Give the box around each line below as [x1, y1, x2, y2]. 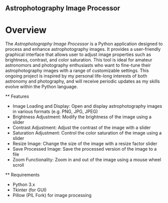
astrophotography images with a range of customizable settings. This [5, 67, 149, 74]
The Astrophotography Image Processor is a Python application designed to [5, 41, 163, 47]
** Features [5, 93, 29, 100]
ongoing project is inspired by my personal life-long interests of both [5, 73, 147, 79]
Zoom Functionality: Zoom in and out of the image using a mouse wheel [12, 157, 161, 163]
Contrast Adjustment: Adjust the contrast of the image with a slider [12, 124, 151, 130]
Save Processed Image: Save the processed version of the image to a [12, 146, 157, 152]
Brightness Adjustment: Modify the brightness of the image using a [12, 114, 152, 120]
